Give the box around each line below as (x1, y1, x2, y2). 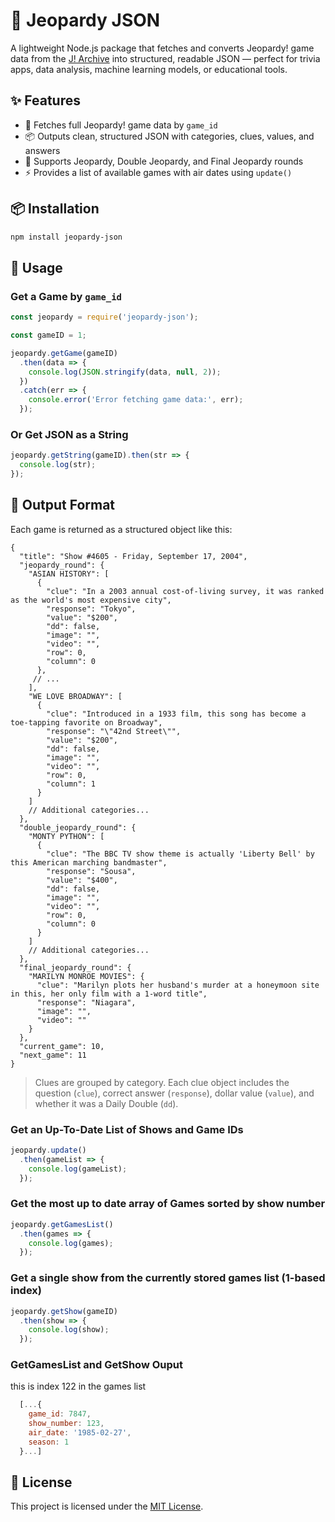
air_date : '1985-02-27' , (28, 1428, 132, 1438)
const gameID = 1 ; (10, 330, 87, 340)
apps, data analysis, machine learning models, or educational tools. (10, 63, 288, 75)
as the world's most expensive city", (10, 595, 172, 605)
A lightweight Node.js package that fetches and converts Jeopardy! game (10, 42, 315, 54)
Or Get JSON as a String (10, 427, 129, 441)
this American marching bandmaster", (10, 857, 168, 868)
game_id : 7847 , (28, 1409, 92, 1419)
